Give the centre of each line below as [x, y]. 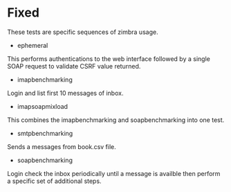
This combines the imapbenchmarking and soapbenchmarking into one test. [116, 120]
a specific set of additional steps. [54, 181]
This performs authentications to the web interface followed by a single [109, 59]
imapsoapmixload [42, 106]
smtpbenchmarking [45, 133]
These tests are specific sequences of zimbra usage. [83, 32]
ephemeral [33, 45]
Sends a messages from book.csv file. [62, 146]
